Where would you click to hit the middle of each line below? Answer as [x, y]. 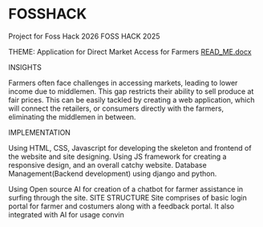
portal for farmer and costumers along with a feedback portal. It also [121, 206]
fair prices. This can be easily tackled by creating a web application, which [131, 99]
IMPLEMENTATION [39, 132]
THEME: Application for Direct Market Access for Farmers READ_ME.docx [130, 51]
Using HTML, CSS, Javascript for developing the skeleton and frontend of [130, 148]
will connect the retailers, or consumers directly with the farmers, [116, 108]
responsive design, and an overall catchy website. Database [107, 164]
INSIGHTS [25, 67]
